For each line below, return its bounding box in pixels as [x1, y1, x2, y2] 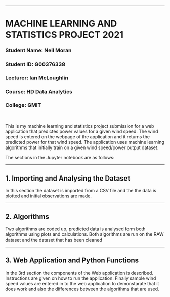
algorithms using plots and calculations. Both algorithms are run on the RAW [5, 231, 164, 237]
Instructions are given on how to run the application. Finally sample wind [5, 275, 156, 281]
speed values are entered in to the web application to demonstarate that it [5, 280, 159, 286]
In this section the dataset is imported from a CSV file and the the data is [5, 187, 157, 193]
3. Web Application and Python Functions [5, 256, 139, 265]
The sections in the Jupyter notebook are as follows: [5, 155, 115, 161]
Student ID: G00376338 [5, 61, 66, 68]
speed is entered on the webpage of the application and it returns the [5, 134, 150, 140]
